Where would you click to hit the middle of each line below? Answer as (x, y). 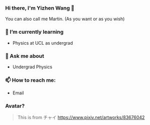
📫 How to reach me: (31, 80)
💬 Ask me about (25, 56)
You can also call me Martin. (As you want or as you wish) (65, 19)
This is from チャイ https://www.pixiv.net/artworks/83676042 (81, 117)
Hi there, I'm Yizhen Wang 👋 (40, 8)
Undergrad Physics (32, 67)
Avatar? (15, 106)
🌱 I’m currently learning (34, 32)
